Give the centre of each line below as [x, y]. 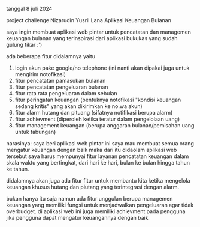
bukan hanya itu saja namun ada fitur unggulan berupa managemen [90, 198]
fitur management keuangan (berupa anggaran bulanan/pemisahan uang [104, 125]
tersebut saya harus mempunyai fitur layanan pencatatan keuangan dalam [98, 156]
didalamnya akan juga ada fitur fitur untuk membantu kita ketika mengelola [98, 180]
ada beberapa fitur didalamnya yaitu [51, 56]
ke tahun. [18, 169]
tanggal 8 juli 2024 [29, 9]
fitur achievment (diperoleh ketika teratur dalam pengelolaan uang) [97, 119]
